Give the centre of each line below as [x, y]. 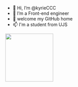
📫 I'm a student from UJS [40, 25]
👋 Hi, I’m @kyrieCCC [34, 8]
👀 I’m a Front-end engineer [41, 13]
